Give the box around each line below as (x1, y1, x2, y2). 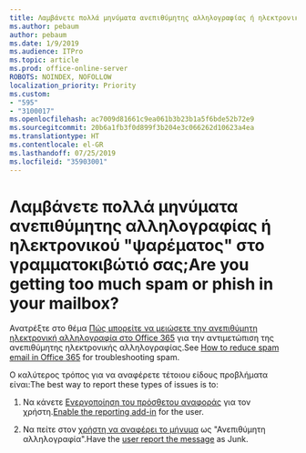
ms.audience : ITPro (9, 47, 84, 56)
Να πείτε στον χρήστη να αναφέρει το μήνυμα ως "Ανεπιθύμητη (22, 424, 266, 435)
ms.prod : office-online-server (9, 65, 128, 74)
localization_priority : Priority (9, 81, 137, 90)
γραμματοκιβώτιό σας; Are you (9, 254, 250, 275)
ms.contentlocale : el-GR (9, 140, 104, 149)
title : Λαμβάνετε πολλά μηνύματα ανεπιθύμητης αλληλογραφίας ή (9, 13, 255, 23)
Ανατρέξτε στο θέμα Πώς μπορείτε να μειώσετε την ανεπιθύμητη (9, 323, 258, 334)
